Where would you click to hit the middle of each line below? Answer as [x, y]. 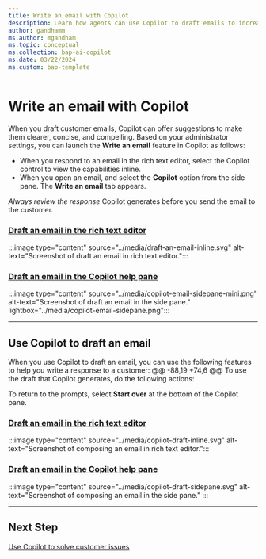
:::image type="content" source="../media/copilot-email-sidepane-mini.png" [133, 293]
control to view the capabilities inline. [80, 169]
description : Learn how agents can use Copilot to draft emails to [122, 23]
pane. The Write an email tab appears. [83, 186]
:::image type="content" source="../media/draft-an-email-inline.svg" [120, 247]
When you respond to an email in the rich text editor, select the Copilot [135, 160]
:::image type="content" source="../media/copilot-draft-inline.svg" [117, 440]
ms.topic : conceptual [44, 45]
